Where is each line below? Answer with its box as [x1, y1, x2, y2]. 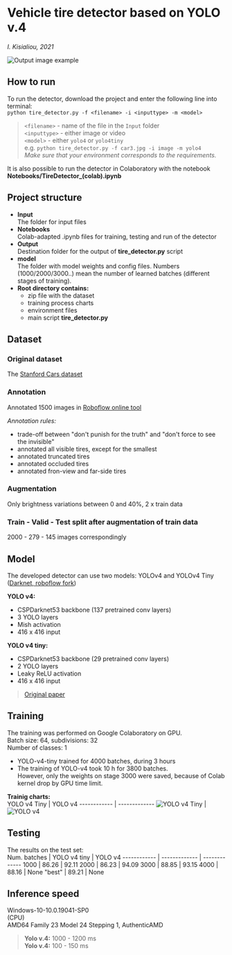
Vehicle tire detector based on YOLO [7, 5, 221, 21]
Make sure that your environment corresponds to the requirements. [24, 150, 217, 159]
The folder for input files [17, 217, 87, 226]
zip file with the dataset [27, 291, 95, 300]
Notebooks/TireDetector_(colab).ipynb [7, 171, 122, 180]
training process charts [27, 298, 94, 307]
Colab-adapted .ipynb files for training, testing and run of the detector [17, 232, 217, 241]
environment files [27, 306, 78, 314]
